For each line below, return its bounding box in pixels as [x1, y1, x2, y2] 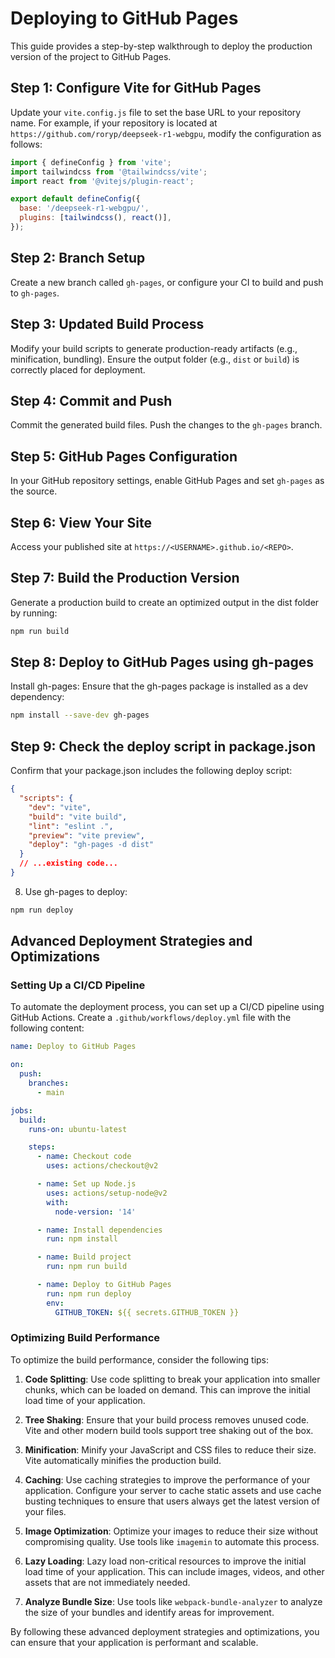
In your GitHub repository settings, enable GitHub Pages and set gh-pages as [10, 475, 325, 487]
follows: [10, 138, 43, 150]
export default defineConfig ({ [10, 194, 141, 204]
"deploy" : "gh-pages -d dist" [28, 840, 155, 850]
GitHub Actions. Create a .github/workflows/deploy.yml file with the [10, 1012, 292, 1024]
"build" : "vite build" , [28, 812, 128, 822]
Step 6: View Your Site [10, 514, 152, 531]
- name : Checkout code [36, 1152, 132, 1162]
